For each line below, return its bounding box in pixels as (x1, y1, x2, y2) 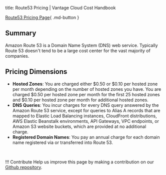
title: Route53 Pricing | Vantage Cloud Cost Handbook (5, 5, 116, 11)
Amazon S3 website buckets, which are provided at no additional (12, 123, 146, 129)
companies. (5, 53, 29, 59)
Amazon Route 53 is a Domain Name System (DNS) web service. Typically (5, 42, 158, 48)
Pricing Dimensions (5, 68, 67, 76)
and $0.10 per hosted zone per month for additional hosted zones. (12, 97, 148, 103)
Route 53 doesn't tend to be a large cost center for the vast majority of (5, 48, 151, 54)
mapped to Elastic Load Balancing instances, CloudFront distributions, (12, 113, 157, 119)
